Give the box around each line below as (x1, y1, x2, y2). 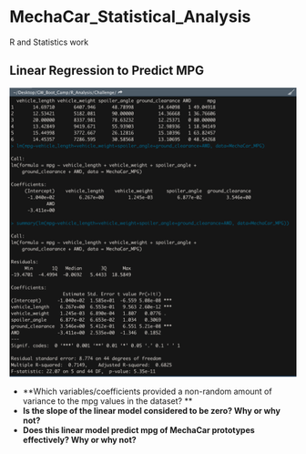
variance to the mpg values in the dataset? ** (22, 395, 193, 407)
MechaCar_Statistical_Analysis (9, 6, 251, 27)
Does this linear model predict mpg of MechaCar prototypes (22, 424, 255, 435)
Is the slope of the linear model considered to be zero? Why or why (22, 405, 280, 416)
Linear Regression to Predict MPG (9, 63, 205, 78)
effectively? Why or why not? (22, 434, 137, 445)
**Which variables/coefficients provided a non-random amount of (22, 386, 272, 397)
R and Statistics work (9, 36, 89, 47)
